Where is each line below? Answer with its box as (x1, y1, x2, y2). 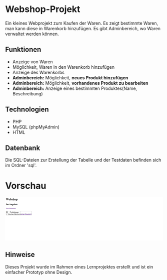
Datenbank (5, 144, 40, 152)
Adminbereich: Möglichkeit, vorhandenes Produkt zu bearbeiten (12, 80, 148, 86)
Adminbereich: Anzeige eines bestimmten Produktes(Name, (12, 85, 137, 91)
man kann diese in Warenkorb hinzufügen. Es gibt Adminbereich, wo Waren (5, 25, 161, 31)
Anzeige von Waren (12, 59, 53, 65)
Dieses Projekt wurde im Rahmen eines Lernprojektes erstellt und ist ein (5, 263, 153, 269)
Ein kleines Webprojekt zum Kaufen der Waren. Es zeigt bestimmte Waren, (5, 20, 158, 26)
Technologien (5, 105, 49, 114)
